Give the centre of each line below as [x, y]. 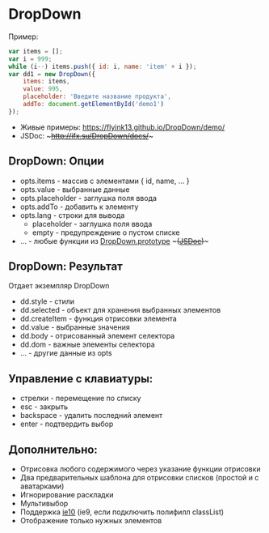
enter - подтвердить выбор [67, 424]
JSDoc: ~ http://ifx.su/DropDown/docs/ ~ [86, 135]
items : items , [46, 82]
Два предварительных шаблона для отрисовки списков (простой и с [139, 478]
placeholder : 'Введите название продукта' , [97, 97]
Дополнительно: [53, 449]
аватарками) [42, 486]
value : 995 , [43, 89]
